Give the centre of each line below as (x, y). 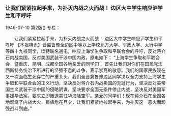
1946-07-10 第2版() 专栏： (33, 28)
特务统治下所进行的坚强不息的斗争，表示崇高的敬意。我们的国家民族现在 (90, 70)
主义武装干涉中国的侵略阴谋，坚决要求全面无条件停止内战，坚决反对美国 (85, 90)
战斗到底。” (21, 108)
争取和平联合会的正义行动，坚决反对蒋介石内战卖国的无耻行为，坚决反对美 (83, 83)
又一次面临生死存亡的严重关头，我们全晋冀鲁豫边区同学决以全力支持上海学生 (85, 77)
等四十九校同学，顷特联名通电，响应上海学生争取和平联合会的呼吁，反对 (81, 51)
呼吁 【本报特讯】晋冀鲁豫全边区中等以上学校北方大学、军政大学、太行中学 (84, 45)
